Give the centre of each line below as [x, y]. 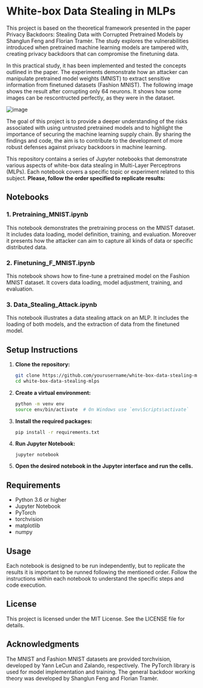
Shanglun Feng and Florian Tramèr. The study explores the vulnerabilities [98, 41]
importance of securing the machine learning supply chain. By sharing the [99, 134]
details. [15, 625]
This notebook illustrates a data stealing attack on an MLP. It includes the [98, 318]
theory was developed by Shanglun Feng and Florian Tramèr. [82, 678]
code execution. [26, 585]
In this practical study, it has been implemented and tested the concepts [96, 66]
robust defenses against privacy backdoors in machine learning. [86, 147]
